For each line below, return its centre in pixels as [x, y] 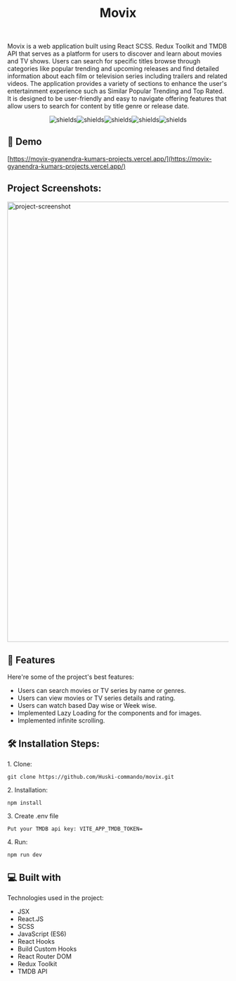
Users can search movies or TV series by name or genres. [101, 691]
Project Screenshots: [54, 188]
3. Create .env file [33, 816]
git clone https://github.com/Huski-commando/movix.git [91, 777]
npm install [25, 803]
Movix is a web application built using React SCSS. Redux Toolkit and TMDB [117, 46]
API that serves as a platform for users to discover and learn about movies [115, 54]
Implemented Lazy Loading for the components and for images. [110, 713]
